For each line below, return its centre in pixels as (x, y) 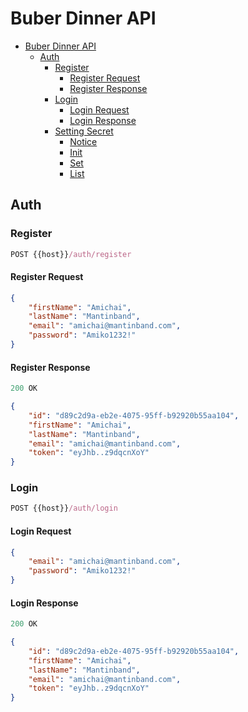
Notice (83, 141)
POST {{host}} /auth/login (64, 508)
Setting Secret (84, 131)
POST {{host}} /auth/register (71, 254)
